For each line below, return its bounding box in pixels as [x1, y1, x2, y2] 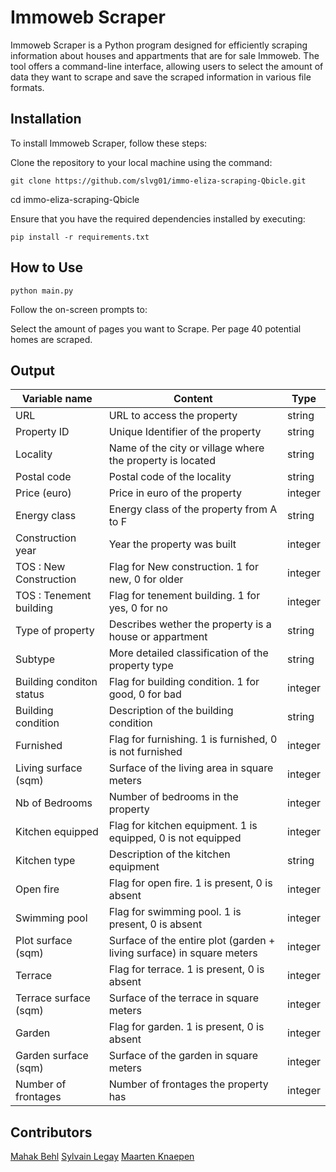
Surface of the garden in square [108, 1049, 259, 1063]
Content [173, 392, 213, 406]
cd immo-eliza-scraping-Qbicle [10, 193, 140, 205]
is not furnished [108, 745, 183, 759]
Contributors [10, 1124, 93, 1141]
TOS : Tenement [15, 589, 92, 603]
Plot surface [15, 934, 73, 948]
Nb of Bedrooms [15, 796, 93, 810]
